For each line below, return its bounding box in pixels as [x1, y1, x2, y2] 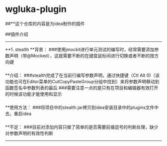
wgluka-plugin [5, 3, 67, 15]
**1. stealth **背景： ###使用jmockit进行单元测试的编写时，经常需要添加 [5, 46, 155, 52]
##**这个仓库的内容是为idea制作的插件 [5, 20, 85, 26]
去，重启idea [5, 111, 32, 117]
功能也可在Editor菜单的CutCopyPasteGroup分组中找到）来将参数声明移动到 [5, 78, 160, 84]
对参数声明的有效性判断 [5, 130, 53, 136]
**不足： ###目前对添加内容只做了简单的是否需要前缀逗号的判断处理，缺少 [5, 124, 159, 130]
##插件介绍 [5, 31, 28, 37]
